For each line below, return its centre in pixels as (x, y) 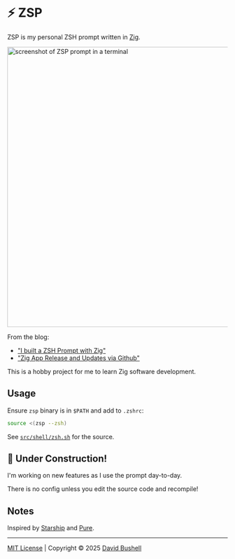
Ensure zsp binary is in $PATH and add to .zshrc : (76, 410)
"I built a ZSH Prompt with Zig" (62, 350)
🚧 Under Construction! (57, 459)
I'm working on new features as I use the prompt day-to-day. (95, 476)
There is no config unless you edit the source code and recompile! (103, 489)
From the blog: (28, 337)
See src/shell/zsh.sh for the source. (61, 436)
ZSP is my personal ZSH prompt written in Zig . (74, 37)
